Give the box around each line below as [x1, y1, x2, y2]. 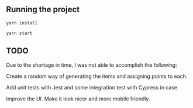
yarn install [6, 20, 38, 26]
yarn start [6, 30, 33, 36]
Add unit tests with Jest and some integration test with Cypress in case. [6, 84, 179, 91]
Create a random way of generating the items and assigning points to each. [6, 73, 188, 80]
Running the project [6, 5, 80, 15]
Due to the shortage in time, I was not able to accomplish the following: [6, 61, 177, 69]
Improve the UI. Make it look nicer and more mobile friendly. [6, 95, 150, 102]
